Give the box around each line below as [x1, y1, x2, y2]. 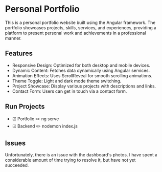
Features [5, 49, 33, 58]
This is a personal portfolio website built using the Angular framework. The [5, 20, 156, 25]
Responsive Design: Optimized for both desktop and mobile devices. [12, 62, 151, 68]
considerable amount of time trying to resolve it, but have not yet [5, 157, 136, 163]
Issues [5, 139, 26, 147]
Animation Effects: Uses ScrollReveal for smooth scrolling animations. [12, 72, 153, 79]
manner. [5, 35, 22, 41]
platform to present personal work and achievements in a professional [5, 30, 146, 36]
